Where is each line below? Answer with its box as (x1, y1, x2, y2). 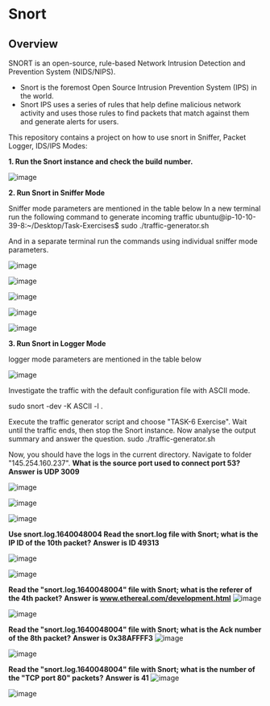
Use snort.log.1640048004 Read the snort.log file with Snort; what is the (8, 529, 259, 539)
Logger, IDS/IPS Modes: (8, 141, 88, 150)
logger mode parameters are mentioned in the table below (8, 354, 201, 364)
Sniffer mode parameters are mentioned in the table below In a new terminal (8, 203, 261, 213)
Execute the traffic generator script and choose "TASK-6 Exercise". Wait (8, 417, 247, 426)
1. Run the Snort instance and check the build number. (8, 157, 193, 166)
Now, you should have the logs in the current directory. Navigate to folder (8, 449, 252, 459)
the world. (19, 91, 54, 101)
